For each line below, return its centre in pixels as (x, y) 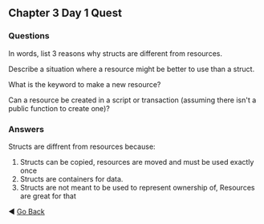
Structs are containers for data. (71, 178)
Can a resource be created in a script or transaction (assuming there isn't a (132, 100)
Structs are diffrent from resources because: (82, 146)
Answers (26, 129)
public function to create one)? (59, 108)
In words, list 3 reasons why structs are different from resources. (116, 53)
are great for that (48, 196)
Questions (29, 36)
